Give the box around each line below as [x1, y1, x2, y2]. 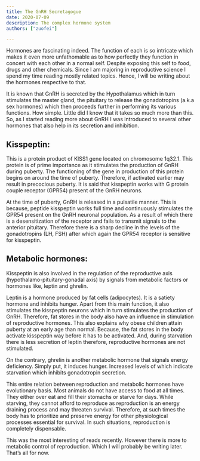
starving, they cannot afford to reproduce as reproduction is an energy [6, 399, 180, 407]
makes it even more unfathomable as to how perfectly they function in [6, 53, 179, 60]
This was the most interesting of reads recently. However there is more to [6, 437, 187, 444]
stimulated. [6, 345, 34, 352]
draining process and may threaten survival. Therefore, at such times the [6, 405, 186, 413]
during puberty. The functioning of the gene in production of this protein [6, 168, 184, 175]
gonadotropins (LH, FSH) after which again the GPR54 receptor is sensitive [6, 230, 191, 238]
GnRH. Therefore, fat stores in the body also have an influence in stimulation [6, 313, 194, 320]
